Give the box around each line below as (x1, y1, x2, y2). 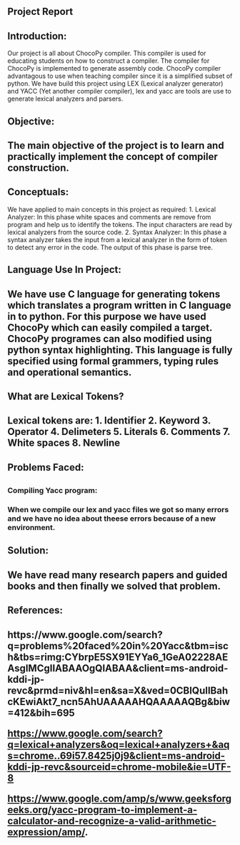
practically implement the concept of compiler (7, 150, 218, 163)
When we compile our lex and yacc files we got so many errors (7, 505, 229, 515)
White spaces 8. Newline (7, 437, 121, 449)
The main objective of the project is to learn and (7, 139, 224, 151)
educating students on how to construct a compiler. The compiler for (7, 56, 210, 65)
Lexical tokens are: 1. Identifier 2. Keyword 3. (7, 414, 211, 427)
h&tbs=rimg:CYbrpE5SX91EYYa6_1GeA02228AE (7, 651, 229, 663)
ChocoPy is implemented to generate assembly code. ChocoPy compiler (7, 64, 221, 73)
